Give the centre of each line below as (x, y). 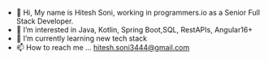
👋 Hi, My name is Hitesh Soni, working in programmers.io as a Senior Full (138, 13)
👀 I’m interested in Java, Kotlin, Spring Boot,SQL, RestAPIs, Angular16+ (134, 30)
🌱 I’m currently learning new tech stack (82, 38)
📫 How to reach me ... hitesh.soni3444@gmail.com (103, 47)
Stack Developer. (45, 21)
